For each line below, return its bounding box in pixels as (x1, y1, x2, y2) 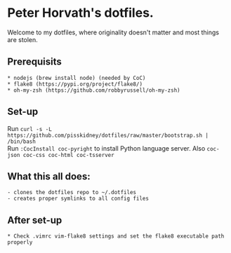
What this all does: (7, 170, 91, 182)
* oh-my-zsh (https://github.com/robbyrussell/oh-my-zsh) (7, 86, 180, 94)
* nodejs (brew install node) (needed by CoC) (7, 74, 146, 81)
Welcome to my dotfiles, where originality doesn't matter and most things (7, 28, 220, 36)
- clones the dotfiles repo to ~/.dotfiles (7, 189, 137, 196)
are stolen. (7, 35, 39, 43)
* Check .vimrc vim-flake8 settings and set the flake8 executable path (7, 233, 225, 240)
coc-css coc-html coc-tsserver (22, 151, 114, 158)
